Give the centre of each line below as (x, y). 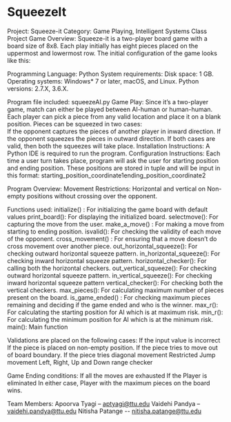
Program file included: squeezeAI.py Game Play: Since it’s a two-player (108, 102)
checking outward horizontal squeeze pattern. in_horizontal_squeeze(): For (114, 253)
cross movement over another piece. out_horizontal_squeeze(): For (102, 246)
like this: (19, 60)
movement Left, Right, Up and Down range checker (80, 362)
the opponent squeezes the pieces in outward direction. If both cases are (111, 138)
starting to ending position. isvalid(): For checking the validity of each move (114, 231)
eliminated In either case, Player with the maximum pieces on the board (109, 383)
